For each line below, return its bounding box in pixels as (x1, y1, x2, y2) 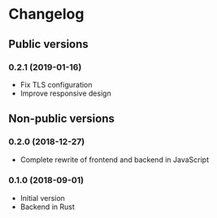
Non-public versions (8, 112, 115, 126)
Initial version (20, 193, 65, 203)
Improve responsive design (20, 88, 111, 98)
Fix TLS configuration (20, 79, 93, 89)
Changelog (8, 5, 85, 24)
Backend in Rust (20, 202, 75, 212)
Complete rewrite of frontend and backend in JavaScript (20, 155, 210, 165)
